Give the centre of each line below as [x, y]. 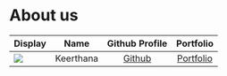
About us [44, 15]
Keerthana [77, 58]
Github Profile [137, 43]
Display [30, 43]
